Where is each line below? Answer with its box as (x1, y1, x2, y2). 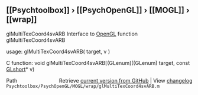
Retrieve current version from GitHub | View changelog (59, 77, 193, 84)
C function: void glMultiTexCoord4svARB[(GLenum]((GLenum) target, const (6, 59, 190, 66)
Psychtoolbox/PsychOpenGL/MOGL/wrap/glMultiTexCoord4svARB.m (6, 83, 160, 89)
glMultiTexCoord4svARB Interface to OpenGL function (6, 30, 138, 37)
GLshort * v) (6, 65, 35, 73)
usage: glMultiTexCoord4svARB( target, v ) (6, 48, 111, 55)
